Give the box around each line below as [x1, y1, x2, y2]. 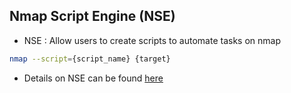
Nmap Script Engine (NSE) [9, 8, 176, 25]
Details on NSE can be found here [23, 72, 164, 84]
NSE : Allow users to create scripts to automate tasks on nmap [23, 34, 282, 46]
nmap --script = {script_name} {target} [9, 54, 171, 64]
